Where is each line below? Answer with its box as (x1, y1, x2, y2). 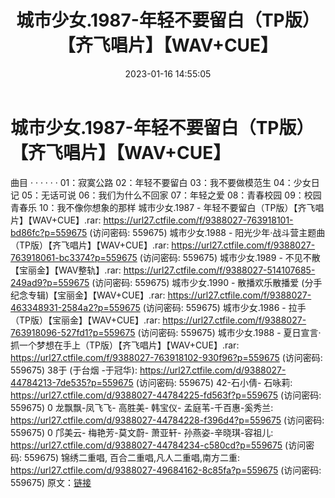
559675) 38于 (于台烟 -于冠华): (10, 364, 138, 376)
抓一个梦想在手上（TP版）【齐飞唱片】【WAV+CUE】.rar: (10, 339, 240, 351)
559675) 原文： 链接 (10, 476, 92, 488)
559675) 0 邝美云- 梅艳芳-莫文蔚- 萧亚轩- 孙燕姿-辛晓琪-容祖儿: (10, 426, 274, 438)
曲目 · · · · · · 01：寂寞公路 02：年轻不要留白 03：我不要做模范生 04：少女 (10, 176, 312, 188)
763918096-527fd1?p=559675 (10, 326, 136, 338)
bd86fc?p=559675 (10, 226, 88, 238)
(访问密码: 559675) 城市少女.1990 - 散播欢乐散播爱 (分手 (91, 276, 323, 288)
